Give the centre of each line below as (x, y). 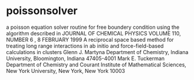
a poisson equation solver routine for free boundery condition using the (93, 27)
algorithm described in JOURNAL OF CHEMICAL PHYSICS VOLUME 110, (93, 33)
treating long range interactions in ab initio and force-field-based (85, 46)
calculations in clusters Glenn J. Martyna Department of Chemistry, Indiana (97, 52)
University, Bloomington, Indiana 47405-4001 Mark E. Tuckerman (86, 58)
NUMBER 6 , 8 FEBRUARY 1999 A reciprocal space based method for (90, 39)
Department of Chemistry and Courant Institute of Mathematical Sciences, (96, 64)
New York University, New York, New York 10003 (66, 71)
